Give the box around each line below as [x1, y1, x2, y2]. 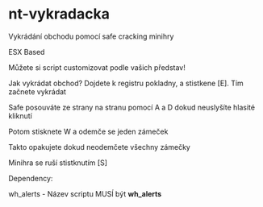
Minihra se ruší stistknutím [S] [8, 158, 107, 168]
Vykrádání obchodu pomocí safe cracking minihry [8, 31, 174, 41]
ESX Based [8, 47, 45, 56]
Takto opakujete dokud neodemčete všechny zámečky [8, 142, 191, 151]
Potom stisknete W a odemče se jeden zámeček [8, 126, 169, 136]
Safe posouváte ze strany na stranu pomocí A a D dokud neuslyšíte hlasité [8, 102, 256, 112]
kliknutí [8, 110, 32, 121]
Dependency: [8, 173, 53, 183]
